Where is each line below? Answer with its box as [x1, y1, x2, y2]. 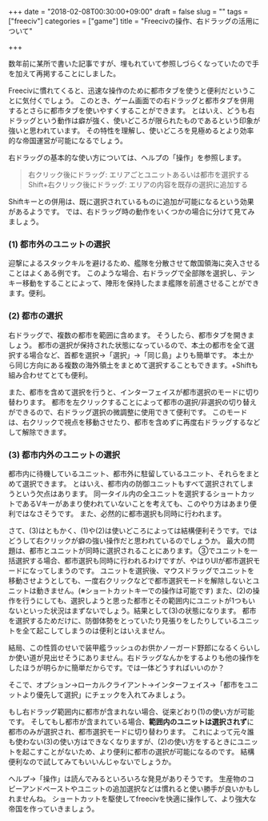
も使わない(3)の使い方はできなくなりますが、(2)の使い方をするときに [8, 736, 238, 747]
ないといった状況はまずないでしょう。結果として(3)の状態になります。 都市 [8, 606, 257, 615]
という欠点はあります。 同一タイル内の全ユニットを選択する [14, 488, 214, 499]
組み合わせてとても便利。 [8, 370, 92, 379]
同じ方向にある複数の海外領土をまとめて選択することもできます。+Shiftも [14, 360, 258, 370]
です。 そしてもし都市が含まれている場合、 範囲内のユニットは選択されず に [8, 716, 254, 727]
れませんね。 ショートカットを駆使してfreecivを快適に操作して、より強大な [8, 794, 257, 803]
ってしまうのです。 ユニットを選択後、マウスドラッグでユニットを [35, 566, 254, 575]
